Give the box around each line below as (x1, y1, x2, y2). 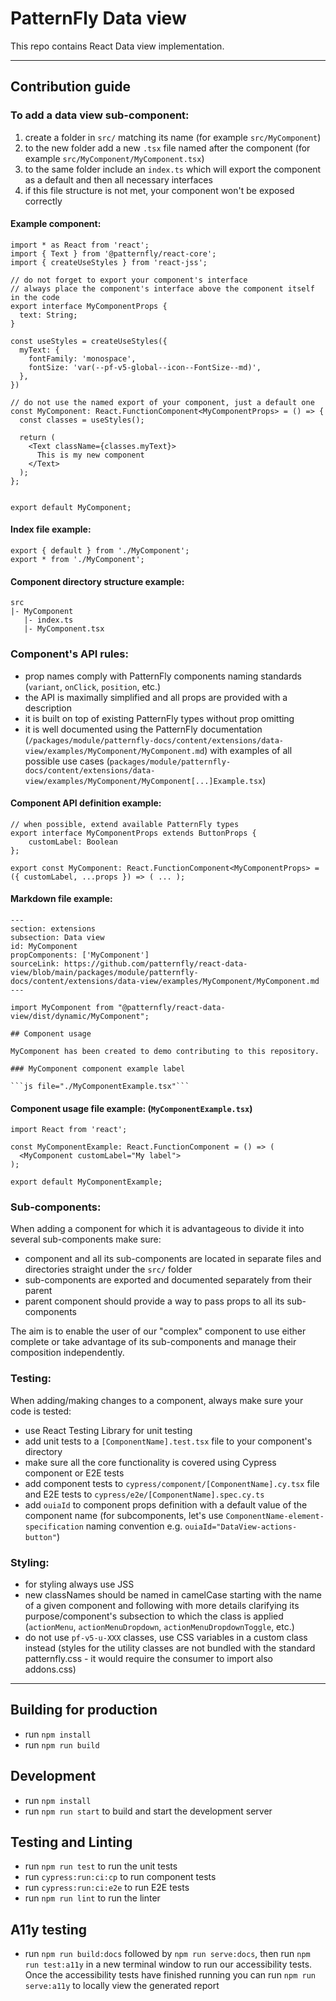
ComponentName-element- (225, 1511, 325, 1521)
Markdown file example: (10, 893, 113, 905)
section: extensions (10, 923, 97, 934)
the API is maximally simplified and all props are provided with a (24, 691, 288, 703)
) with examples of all (204, 744, 293, 756)
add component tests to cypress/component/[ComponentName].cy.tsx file (24, 1477, 320, 1489)
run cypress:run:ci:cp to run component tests (24, 1871, 217, 1883)
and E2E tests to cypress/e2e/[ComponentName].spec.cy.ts (24, 1488, 265, 1500)
